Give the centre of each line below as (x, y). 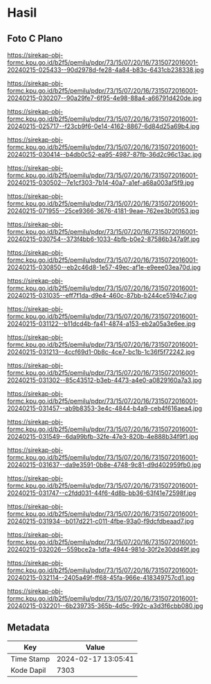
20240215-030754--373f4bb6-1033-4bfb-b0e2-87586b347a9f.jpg (103, 239)
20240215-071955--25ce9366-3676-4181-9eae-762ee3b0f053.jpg (103, 211)
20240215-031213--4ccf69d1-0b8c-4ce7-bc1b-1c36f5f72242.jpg (101, 352)
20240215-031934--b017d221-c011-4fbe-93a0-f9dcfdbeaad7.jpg (101, 521)
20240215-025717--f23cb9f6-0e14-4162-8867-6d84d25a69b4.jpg (103, 126)
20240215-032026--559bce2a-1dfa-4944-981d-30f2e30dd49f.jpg (103, 549)
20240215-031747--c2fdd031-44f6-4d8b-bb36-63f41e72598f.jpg (102, 493)
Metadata (28, 627)
